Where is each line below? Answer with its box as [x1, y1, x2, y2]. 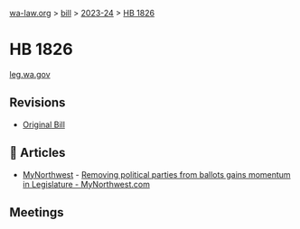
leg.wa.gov [9, 69, 52, 79]
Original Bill [22, 119, 66, 130]
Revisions [9, 95, 66, 111]
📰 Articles [9, 145, 66, 160]
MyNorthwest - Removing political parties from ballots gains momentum [22, 169, 291, 179]
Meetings [9, 205, 65, 220]
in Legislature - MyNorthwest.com [22, 179, 151, 189]
